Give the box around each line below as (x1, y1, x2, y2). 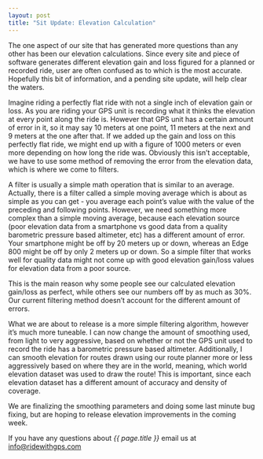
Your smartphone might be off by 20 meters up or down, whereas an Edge (8, 238, 249, 248)
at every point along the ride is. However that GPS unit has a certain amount (8, 114, 254, 124)
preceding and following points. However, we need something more (8, 205, 227, 214)
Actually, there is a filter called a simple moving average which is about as (8, 188, 247, 198)
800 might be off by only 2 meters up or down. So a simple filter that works (8, 246, 251, 256)
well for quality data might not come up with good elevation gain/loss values (8, 255, 254, 265)
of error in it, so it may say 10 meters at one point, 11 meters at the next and (8, 123, 251, 132)
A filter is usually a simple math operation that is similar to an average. (8, 180, 235, 189)
